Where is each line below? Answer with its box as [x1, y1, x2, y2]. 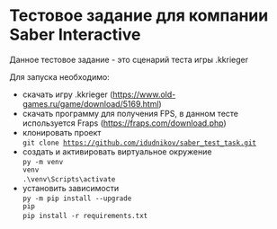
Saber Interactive [9, 24, 141, 45]
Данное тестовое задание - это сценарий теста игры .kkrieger [9, 54, 249, 65]
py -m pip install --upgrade [22, 194, 132, 203]
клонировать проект [22, 127, 102, 137]
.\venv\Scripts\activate [22, 174, 116, 184]
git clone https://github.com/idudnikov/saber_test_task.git [22, 138, 257, 147]
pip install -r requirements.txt [22, 211, 148, 220]
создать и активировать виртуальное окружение [22, 145, 212, 157]
